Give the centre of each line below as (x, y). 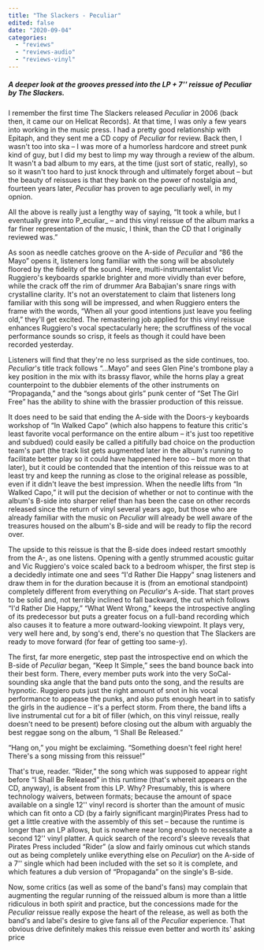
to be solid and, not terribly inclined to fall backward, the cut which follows (129, 599)
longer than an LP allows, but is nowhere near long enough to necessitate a (130, 829)
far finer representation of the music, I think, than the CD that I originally (125, 229)
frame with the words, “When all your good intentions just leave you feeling (130, 311)
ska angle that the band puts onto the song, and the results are (142, 682)
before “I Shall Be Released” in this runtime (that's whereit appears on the (128, 779)
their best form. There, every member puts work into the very (108, 673)
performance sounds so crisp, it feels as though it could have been (117, 336)
